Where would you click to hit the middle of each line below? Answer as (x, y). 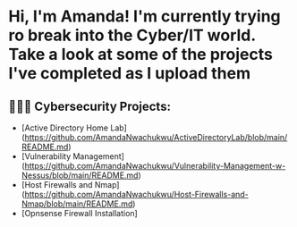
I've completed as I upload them (130, 74)
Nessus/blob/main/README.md (80, 175)
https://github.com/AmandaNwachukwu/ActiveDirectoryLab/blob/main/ (156, 137)
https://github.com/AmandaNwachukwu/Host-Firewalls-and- (137, 194)
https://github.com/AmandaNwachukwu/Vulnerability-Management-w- (155, 166)
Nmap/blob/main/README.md (77, 204)
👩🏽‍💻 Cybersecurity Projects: (90, 106)
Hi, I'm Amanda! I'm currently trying (144, 17)
